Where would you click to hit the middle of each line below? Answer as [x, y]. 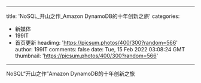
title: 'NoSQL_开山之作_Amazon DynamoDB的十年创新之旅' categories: [93, 16]
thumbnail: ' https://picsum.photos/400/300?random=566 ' [86, 56]
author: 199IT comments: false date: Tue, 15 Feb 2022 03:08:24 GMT [100, 49]
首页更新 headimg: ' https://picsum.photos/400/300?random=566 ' [96, 43]
